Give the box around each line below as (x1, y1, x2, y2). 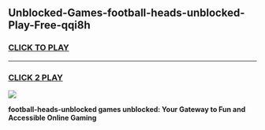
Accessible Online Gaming (8, 113, 97, 122)
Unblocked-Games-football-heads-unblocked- (8, 6, 245, 20)
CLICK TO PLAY (8, 43, 69, 54)
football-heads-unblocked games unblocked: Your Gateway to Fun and (8, 104, 246, 113)
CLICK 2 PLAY (8, 72, 63, 83)
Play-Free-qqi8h (8, 19, 91, 32)
